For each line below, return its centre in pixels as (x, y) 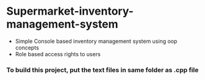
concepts (27, 48)
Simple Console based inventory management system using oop (96, 41)
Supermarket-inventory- (70, 11)
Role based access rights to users (58, 54)
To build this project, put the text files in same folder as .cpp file (103, 70)
